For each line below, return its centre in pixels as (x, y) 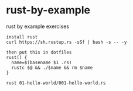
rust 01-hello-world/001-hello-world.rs (56, 83)
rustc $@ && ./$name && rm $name (52, 68)
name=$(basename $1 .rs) (42, 62)
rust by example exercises (37, 26)
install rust (22, 37)
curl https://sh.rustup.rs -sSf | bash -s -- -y (66, 42)
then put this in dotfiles (39, 52)
